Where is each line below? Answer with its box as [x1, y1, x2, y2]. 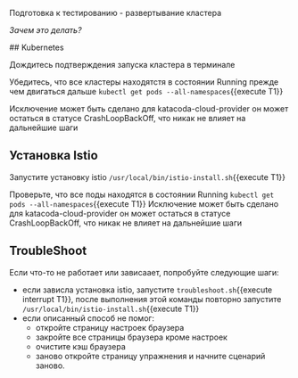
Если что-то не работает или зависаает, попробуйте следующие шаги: [9, 267, 279, 277]
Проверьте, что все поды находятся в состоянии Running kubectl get [9, 189, 275, 200]
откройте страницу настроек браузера [35, 322, 185, 333]
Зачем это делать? [9, 25, 82, 35]
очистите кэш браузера [35, 341, 127, 351]
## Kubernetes [9, 42, 64, 53]
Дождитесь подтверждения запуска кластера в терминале [9, 60, 236, 70]
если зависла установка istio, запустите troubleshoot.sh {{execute [21, 284, 273, 295]
